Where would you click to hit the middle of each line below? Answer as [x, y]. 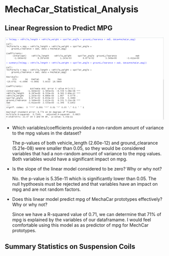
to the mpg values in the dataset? [47, 133]
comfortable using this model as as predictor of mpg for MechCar [80, 225]
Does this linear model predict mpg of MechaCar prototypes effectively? [87, 199]
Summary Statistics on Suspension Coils [70, 246]
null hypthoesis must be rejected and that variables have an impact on [85, 184]
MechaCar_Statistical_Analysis [72, 9]
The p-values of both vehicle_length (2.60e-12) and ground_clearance [85, 143]
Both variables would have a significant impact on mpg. [70, 159]
